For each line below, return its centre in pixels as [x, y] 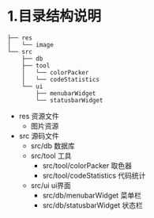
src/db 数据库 [53, 145]
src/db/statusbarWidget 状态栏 [93, 205]
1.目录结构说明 [54, 16]
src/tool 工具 [51, 155]
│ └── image [31, 44]
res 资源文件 [39, 116]
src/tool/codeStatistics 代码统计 [94, 175]
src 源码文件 [39, 136]
